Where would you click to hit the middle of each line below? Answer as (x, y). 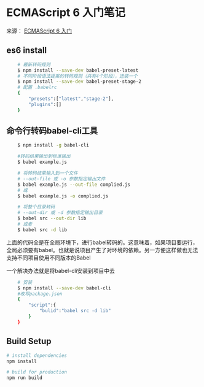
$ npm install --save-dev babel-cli (65, 288)
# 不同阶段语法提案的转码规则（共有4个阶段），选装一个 (78, 76)
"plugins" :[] (45, 104)
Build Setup (29, 341)
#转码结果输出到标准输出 (44, 156)
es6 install (27, 51)
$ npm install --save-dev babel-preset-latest (78, 70)
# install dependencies (37, 355)
